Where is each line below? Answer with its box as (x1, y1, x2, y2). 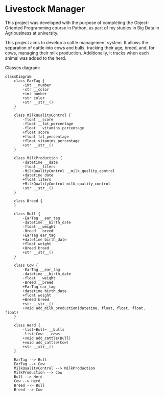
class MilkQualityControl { (14, 113, 71, 118)
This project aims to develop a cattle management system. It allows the (5, 39, 148, 45)
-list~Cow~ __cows (23, 331, 60, 336)
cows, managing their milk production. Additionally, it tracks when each (5, 50, 149, 56)
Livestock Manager (5, 3, 85, 15)
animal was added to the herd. (5, 55, 67, 61)
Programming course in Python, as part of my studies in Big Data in (23, 25, 159, 30)
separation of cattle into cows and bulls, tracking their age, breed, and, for (5, 45, 155, 50)
